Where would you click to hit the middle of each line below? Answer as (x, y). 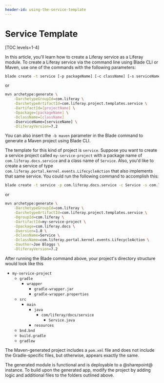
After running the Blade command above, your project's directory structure (80, 258)
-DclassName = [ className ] (39, 117)
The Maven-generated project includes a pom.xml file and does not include (80, 350)
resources (44, 325)
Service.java (62, 320)
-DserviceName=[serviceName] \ (46, 122)
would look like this (24, 263)
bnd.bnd (27, 331)
